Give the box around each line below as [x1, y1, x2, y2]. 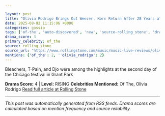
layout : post [5, 11, 32, 16]
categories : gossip [5, 25, 45, 30]
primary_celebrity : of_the [5, 39, 60, 44]
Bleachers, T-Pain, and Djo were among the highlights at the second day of [5, 66, 157, 72]
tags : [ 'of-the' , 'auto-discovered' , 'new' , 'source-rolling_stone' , [5, 30, 151, 35]
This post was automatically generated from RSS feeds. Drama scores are [5, 100, 156, 106]
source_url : [5, 48, 29, 53]
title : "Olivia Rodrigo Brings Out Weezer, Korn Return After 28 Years [5, 16, 155, 21]
